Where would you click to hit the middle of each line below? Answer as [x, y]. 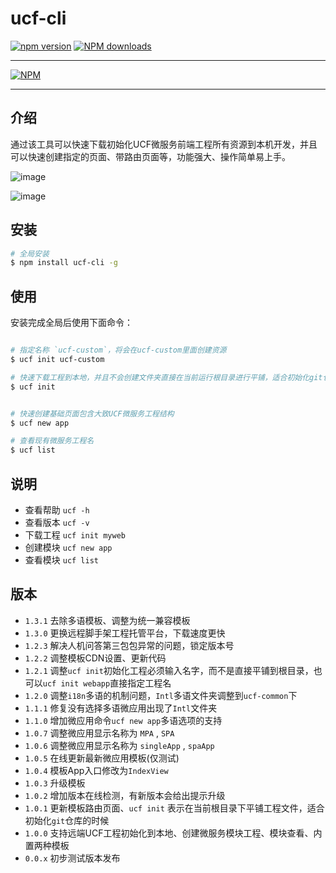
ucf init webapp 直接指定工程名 [107, 683]
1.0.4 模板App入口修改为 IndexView [96, 770]
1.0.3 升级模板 [55, 783]
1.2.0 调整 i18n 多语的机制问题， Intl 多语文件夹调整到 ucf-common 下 [161, 695]
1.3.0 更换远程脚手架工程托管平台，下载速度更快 [125, 633]
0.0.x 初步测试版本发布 [72, 858]
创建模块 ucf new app [68, 547]
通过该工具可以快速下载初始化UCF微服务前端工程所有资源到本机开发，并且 [164, 144]
